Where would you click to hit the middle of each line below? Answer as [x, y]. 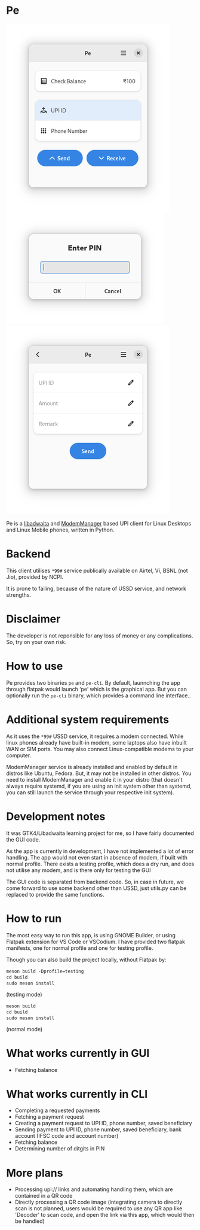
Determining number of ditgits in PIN [60, 1149]
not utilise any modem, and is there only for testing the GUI [79, 870]
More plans [35, 1173]
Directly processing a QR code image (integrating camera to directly [99, 1202]
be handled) [30, 1221]
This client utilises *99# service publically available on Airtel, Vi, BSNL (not [97, 570]
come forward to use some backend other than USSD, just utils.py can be [96, 888]
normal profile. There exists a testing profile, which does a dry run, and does [100, 864]
